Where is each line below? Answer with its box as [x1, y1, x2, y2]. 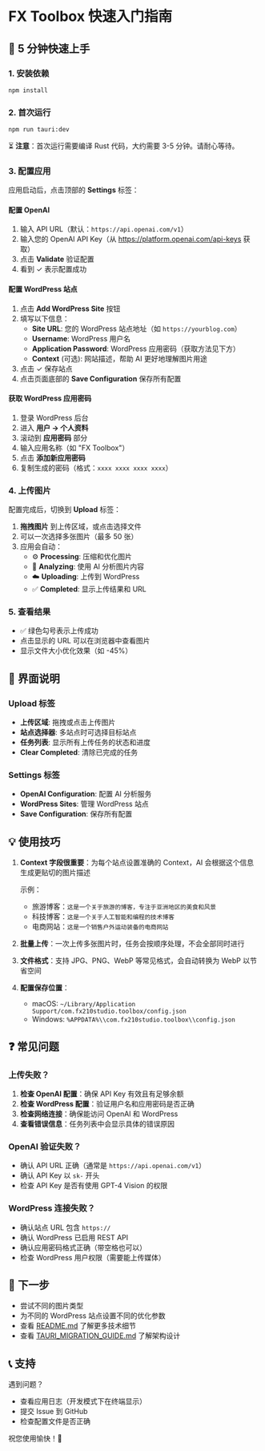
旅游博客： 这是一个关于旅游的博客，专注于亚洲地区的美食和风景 [31, 902, 216, 912]
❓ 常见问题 [8, 1039, 60, 1054]
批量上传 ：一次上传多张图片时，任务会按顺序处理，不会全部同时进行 [19, 939, 245, 949]
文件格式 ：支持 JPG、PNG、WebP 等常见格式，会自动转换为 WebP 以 [19, 956, 251, 965]
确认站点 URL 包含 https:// [19, 1223, 111, 1232]
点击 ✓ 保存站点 [19, 364, 74, 373]
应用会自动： [19, 542, 62, 551]
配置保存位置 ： [19, 983, 70, 993]
